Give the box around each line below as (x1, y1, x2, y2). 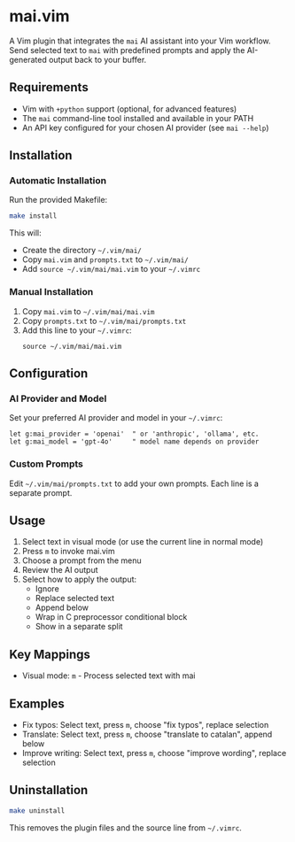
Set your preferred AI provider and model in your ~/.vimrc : (9, 413, 223, 423)
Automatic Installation (9, 174, 107, 187)
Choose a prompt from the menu (21, 555, 142, 566)
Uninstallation (9, 783, 89, 798)
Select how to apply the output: (21, 574, 137, 585)
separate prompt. (9, 487, 73, 498)
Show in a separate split (35, 622, 123, 632)
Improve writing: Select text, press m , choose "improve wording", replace (21, 748, 287, 759)
